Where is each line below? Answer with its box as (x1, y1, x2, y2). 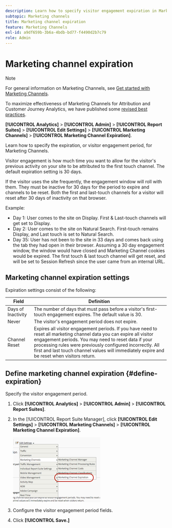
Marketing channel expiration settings (5, 273, 130, 282)
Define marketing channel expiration (5, 369, 124, 378)
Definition (88, 298, 110, 305)
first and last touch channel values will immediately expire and (34, 347, 165, 353)
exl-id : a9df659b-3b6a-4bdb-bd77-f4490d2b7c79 (5, 30, 106, 35)
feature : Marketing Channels (5, 25, 68, 30)
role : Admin (5, 35, 31, 41)
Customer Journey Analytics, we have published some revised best (5, 106, 147, 112)
